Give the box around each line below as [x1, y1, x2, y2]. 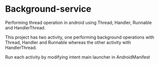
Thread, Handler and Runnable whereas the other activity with [5, 39, 131, 45]
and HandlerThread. [5, 24, 46, 30]
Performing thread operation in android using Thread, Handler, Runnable [5, 20, 152, 25]
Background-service [5, 3, 92, 15]
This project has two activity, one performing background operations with [5, 34, 155, 40]
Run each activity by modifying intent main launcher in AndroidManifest [5, 54, 150, 60]
